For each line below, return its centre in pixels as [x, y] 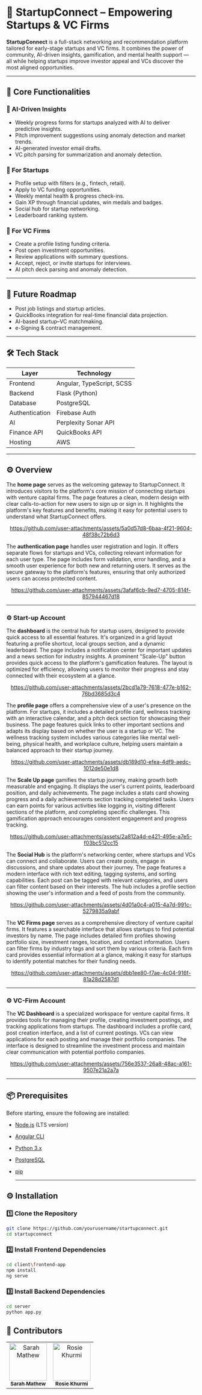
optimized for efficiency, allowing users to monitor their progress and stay [98, 669]
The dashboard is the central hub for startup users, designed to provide [96, 631]
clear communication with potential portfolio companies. [76, 1052]
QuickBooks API [79, 432]
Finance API [26, 432]
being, [14, 743]
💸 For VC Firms [28, 230]
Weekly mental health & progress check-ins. [69, 196]
